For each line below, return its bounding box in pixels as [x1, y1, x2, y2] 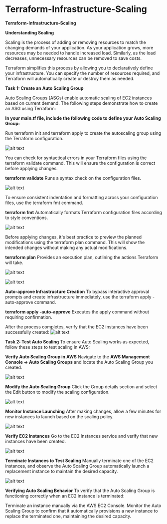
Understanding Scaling [5, 29, 54, 35]
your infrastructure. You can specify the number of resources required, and [5, 70, 160, 76]
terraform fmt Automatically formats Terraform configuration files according [5, 209, 162, 215]
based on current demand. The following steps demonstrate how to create [5, 100, 158, 106]
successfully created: [5, 329, 50, 335]
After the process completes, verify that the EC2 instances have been [5, 323, 148, 330]
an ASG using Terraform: [5, 105, 56, 111]
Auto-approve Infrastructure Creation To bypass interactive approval [5, 288, 150, 294]
